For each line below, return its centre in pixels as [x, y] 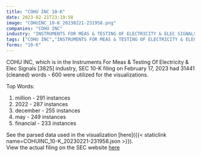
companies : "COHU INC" [34, 28]
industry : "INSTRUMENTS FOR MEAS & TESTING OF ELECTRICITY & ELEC [91, 34]
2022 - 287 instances [41, 104]
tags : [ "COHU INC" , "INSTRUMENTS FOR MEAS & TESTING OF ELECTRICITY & [95, 39]
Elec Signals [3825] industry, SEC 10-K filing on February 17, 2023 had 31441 [100, 68]
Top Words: [20, 86]
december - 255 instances [48, 110]
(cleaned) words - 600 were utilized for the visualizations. [77, 75]
